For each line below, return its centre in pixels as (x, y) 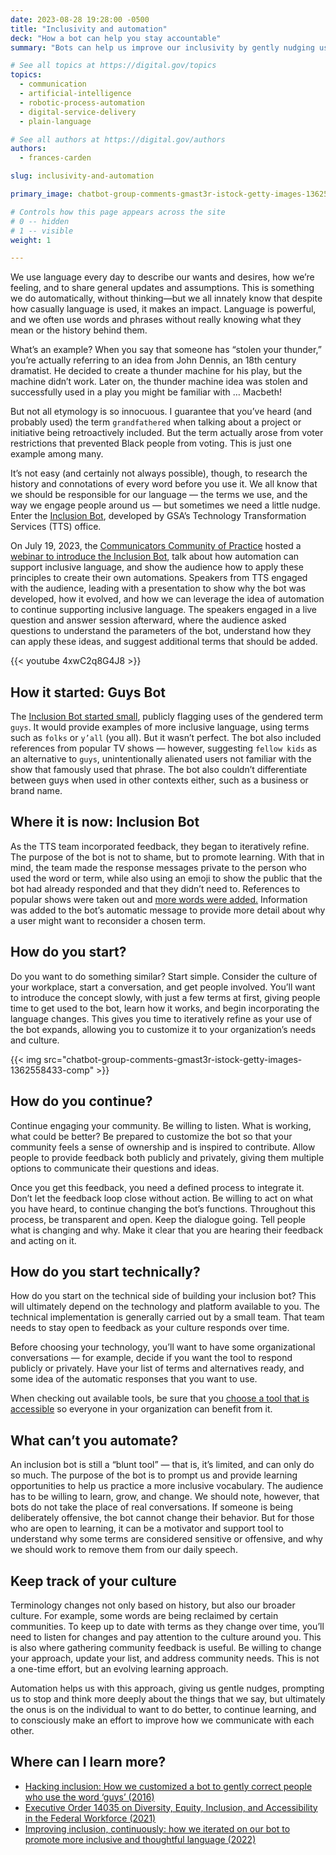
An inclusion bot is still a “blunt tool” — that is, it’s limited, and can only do (162, 1465)
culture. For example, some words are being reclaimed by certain (144, 1615)
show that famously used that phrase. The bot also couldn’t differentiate (159, 770)
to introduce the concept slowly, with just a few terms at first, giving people (165, 997)
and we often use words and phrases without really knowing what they (156, 320)
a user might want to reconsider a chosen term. (108, 920)
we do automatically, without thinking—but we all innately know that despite (166, 298)
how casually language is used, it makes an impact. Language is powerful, (163, 309)
